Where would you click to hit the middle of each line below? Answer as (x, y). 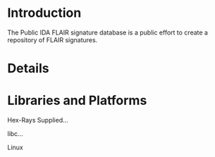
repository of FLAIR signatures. (53, 39)
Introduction (44, 13)
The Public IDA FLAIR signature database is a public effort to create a (107, 32)
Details (28, 69)
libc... (15, 134)
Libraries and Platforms (77, 101)
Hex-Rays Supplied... (38, 120)
